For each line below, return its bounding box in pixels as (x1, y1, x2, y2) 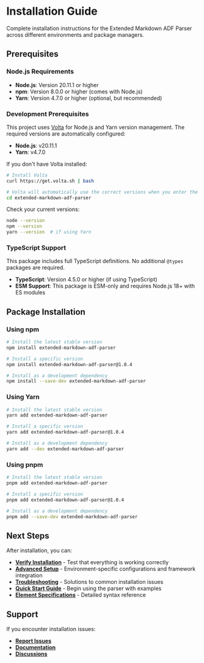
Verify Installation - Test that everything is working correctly (15, 559, 169, 566)
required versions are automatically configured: (6, 130, 126, 137)
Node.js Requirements (6, 67, 75, 76)
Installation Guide (6, 4, 98, 18)
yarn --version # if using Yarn (6, 229, 92, 236)
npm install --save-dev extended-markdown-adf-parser (6, 378, 147, 385)
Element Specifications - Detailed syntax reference (15, 591, 147, 599)
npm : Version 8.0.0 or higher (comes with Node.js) (15, 88, 143, 95)
